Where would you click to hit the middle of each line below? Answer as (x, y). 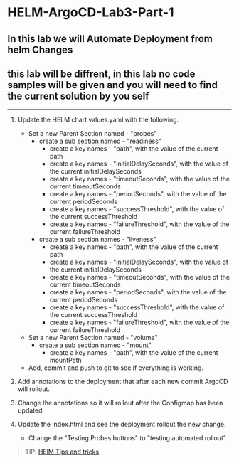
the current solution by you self (78, 96)
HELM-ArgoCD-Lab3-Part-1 (91, 12)
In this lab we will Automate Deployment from (110, 39)
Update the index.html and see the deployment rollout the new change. (122, 425)
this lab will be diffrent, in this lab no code (101, 74)
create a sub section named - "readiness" (100, 141)
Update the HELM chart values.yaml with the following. (98, 120)
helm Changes (40, 49)
